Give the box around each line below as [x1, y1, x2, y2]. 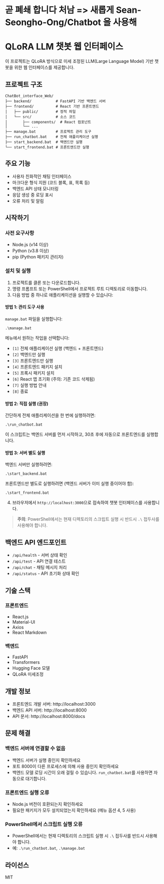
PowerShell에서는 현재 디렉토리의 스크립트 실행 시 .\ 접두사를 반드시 [12, 833, 144, 839]
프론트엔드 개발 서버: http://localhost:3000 [12, 701, 96, 707]
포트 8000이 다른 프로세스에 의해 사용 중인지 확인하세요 [12, 763, 119, 769]
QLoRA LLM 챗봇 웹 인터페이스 [5, 41, 124, 52]
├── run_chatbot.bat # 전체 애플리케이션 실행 [5, 134, 98, 139]
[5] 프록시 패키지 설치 [12, 370, 55, 376]
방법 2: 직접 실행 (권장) [5, 400, 49, 406]
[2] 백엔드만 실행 [12, 351, 46, 357]
